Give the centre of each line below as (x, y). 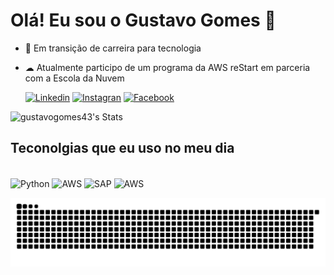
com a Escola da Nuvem (74, 78)
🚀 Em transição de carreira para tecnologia (113, 48)
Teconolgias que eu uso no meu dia (122, 148)
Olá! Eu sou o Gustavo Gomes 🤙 (143, 20)
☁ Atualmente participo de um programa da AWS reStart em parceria (167, 67)
